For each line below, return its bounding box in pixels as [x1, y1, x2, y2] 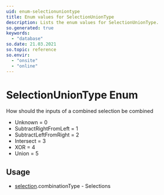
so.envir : [6, 52, 31, 58]
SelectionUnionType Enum [6, 88, 138, 101]
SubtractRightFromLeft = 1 [14, 125, 78, 132]
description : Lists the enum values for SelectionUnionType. [6, 19, 159, 25]
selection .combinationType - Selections [14, 183, 111, 190]
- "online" [11, 63, 38, 69]
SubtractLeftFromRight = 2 [14, 131, 79, 138]
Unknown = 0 [14, 119, 48, 126]
